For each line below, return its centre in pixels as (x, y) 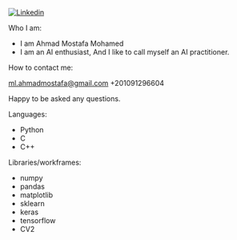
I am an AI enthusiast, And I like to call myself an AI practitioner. (125, 52)
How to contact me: (41, 67)
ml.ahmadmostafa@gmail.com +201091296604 (86, 83)
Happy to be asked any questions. (64, 99)
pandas (32, 186)
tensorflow (38, 220)
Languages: (28, 114)
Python (32, 130)
